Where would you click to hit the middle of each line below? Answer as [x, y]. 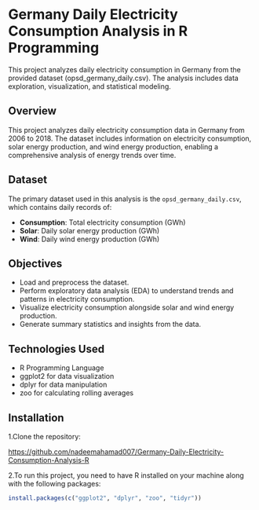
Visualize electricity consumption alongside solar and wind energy [127, 307]
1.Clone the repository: [44, 437]
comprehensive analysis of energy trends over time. [92, 155]
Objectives [35, 264]
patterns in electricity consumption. [77, 299]
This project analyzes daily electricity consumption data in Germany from [126, 130]
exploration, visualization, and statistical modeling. [89, 86]
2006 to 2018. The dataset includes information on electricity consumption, [130, 138]
